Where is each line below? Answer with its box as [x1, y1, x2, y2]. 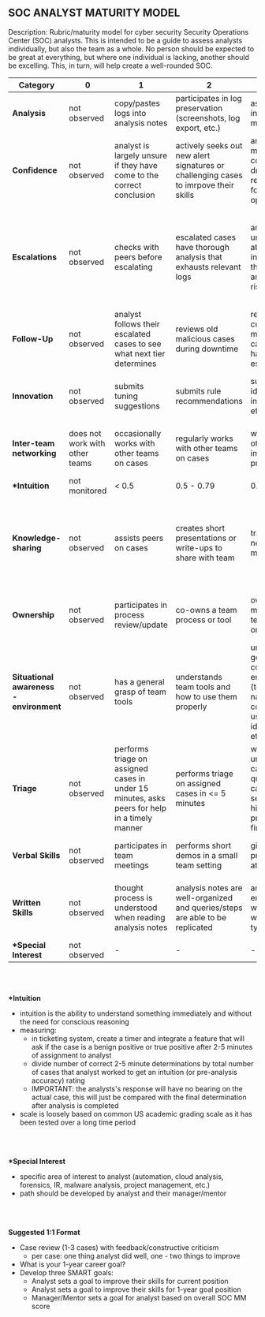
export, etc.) [175, 122, 221, 133]
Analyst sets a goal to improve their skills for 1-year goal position [31, 1285, 242, 1294]
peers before [114, 252, 162, 263]
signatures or [175, 159, 225, 170]
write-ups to [175, 542, 223, 553]
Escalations [12, 252, 58, 263]
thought [114, 882, 144, 894]
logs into [114, 107, 147, 118]
